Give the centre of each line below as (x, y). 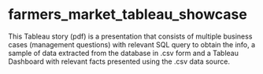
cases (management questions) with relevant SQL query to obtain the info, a (132, 44)
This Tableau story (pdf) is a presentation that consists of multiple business (130, 36)
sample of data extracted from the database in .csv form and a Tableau (123, 53)
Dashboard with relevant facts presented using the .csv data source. (119, 61)
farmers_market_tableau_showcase (128, 15)
